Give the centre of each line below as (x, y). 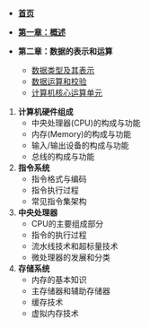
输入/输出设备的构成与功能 (80, 145)
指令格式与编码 (59, 179)
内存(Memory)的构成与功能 (81, 134)
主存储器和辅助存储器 (71, 291)
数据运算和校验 (59, 82)
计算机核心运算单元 (67, 93)
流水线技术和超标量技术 (75, 246)
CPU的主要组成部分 (67, 224)
